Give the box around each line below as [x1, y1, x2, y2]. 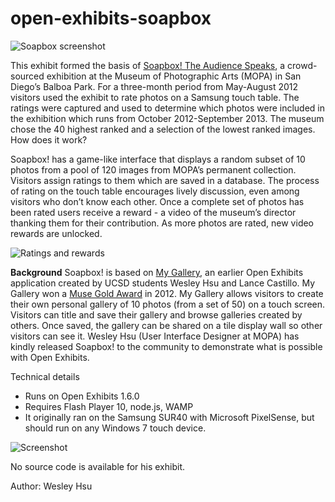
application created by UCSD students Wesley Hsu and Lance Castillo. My [10, 277, 316, 289]
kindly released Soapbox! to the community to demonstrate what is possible [10, 340, 323, 352]
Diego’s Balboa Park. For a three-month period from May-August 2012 [10, 80, 299, 92]
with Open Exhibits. [10, 351, 90, 363]
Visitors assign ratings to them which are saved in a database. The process [10, 174, 320, 186]
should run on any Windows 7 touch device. [24, 422, 207, 434]
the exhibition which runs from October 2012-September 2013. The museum [10, 112, 325, 124]
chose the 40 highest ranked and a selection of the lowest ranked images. [10, 123, 316, 135]
